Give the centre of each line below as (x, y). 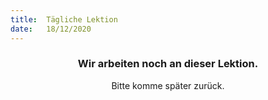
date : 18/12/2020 (51, 29)
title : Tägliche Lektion (64, 19)
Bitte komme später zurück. (168, 85)
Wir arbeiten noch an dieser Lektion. (168, 64)
